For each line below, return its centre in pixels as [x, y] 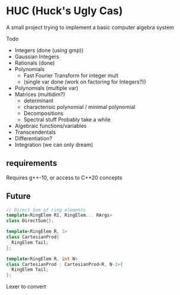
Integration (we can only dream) [54, 145]
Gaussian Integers [37, 56]
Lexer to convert [26, 287]
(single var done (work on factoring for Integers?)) [85, 82]
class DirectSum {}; [30, 221]
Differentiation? [33, 138]
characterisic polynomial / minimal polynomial [79, 107]
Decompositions [44, 113]
